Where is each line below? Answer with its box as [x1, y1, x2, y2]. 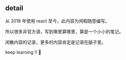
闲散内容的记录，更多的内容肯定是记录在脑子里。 [5, 39, 106, 45]
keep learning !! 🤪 [5, 49, 41, 55]
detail [5, 4, 23, 12]
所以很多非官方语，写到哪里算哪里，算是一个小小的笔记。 [5, 28, 123, 34]
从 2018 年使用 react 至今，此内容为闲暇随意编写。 [5, 17, 110, 24]
